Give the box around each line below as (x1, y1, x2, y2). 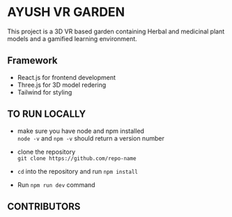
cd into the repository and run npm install (17, 167, 138, 175)
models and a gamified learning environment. (7, 34, 137, 42)
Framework (7, 55, 58, 67)
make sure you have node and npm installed (17, 127, 145, 135)
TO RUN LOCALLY (7, 108, 86, 120)
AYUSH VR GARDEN (7, 4, 125, 20)
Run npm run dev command (17, 180, 95, 188)
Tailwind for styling (17, 88, 72, 96)
